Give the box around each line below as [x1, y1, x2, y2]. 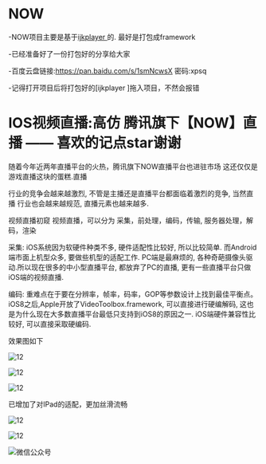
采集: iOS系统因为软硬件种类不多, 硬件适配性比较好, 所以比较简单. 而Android [8, 242, 257, 252]
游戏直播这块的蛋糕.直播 [8, 171, 88, 181]
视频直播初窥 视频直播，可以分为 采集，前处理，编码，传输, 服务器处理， [8, 215, 247, 225]
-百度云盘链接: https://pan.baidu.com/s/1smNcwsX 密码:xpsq [8, 65, 207, 76]
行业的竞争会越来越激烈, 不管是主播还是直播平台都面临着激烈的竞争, [8, 188, 231, 198]
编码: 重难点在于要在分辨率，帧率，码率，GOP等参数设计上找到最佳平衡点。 [8, 289, 258, 299]
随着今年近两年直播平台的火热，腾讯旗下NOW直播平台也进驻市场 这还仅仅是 [8, 161, 258, 171]
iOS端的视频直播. [8, 272, 65, 281]
